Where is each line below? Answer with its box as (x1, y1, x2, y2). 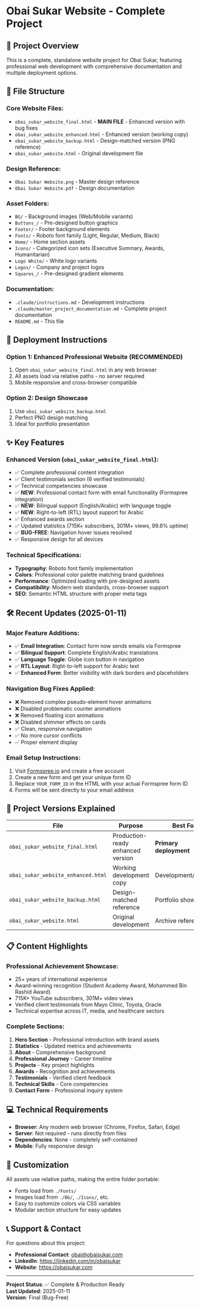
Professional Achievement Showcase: (6, 962, 119, 970)
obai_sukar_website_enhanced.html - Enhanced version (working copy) (14, 130, 189, 138)
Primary (155, 839, 179, 847)
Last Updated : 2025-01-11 (6, 1288, 70, 1295)
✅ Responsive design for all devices (14, 536, 104, 543)
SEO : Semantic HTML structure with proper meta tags (14, 590, 148, 597)
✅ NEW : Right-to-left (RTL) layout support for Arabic (14, 509, 144, 516)
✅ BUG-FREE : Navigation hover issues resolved (14, 529, 132, 536)
